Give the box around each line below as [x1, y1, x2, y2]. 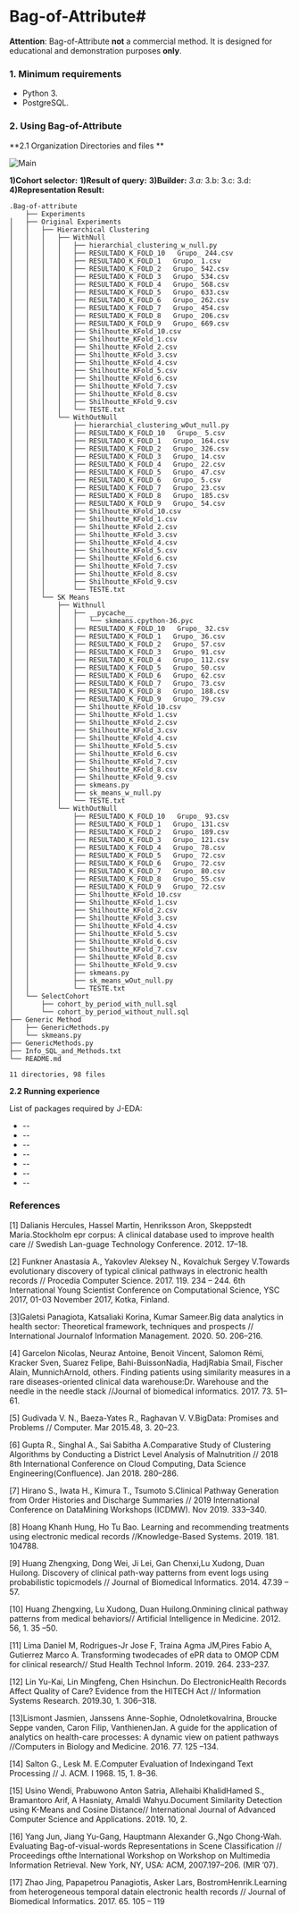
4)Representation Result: [9, 184, 105, 195]
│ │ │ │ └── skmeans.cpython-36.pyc [9, 616, 194, 625]
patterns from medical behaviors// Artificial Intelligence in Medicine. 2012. [9, 1613, 281, 1623]
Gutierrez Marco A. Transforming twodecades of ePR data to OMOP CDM [9, 1649, 279, 1660]
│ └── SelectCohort [9, 991, 90, 1000]
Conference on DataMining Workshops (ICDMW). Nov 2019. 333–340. [9, 1504, 268, 1514]
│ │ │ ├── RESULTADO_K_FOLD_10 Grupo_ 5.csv [9, 428, 226, 437]
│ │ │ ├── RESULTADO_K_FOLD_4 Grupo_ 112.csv [9, 655, 229, 664]
